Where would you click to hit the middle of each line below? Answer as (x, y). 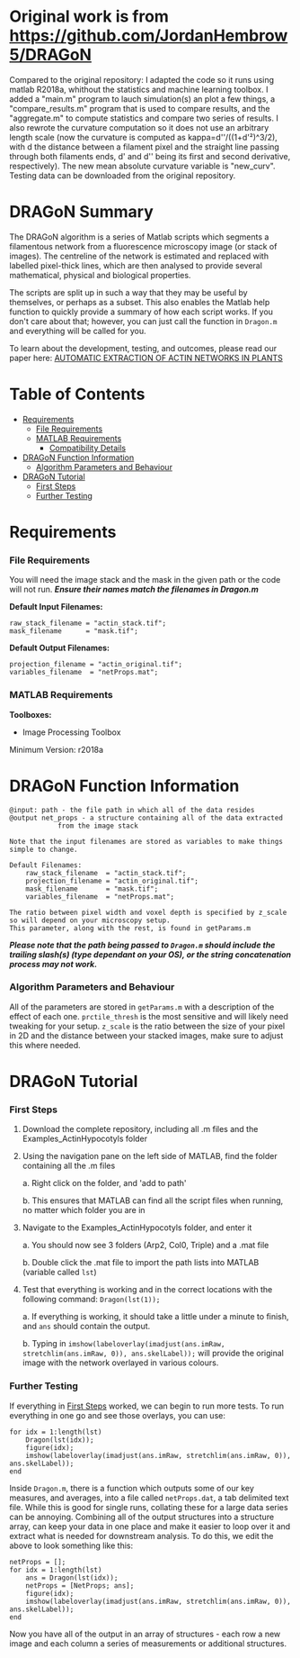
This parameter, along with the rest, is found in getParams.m (130, 928)
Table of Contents (77, 394)
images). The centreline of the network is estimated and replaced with (139, 256)
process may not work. (53, 964)
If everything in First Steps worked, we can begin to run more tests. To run (147, 1406)
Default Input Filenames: (56, 607)
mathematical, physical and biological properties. (100, 275)
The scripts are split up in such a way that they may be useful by (129, 292)
